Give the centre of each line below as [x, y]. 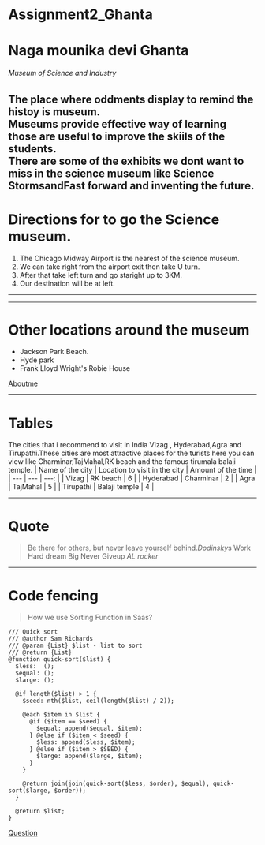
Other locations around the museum [129, 330]
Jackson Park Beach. [54, 352]
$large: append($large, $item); [90, 756]
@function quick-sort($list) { [60, 660]
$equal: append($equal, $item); [90, 729]
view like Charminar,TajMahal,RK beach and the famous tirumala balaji [122, 462]
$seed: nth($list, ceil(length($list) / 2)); [99, 701]
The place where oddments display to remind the [131, 99]
